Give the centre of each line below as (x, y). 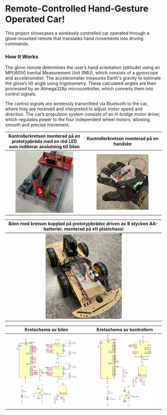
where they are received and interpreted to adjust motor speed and (74, 109)
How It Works (22, 56)
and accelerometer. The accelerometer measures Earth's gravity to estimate (83, 78)
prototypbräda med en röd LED (44, 141)
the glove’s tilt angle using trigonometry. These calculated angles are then (81, 83)
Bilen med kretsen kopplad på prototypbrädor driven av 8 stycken (78, 224)
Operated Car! (35, 19)
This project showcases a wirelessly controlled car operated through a (77, 33)
